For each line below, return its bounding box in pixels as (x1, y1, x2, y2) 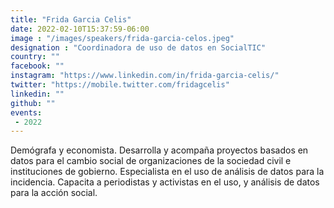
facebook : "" (10, 61, 65, 71)
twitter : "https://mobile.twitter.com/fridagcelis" (10, 80, 230, 90)
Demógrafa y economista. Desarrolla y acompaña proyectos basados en (10, 144, 309, 156)
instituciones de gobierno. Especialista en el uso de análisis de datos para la (10, 166, 325, 178)
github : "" (10, 98, 56, 108)
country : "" (10, 52, 60, 62)
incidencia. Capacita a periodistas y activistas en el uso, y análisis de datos (10, 176, 320, 188)
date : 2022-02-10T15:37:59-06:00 (10, 24, 150, 34)
